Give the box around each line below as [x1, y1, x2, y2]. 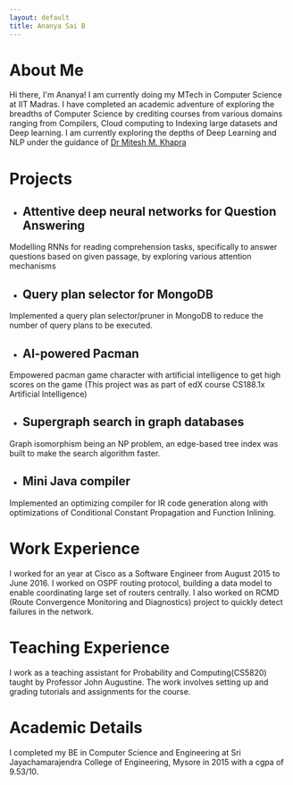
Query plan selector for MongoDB [21, 286, 214, 302]
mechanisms [9, 260, 56, 271]
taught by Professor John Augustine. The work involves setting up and [9, 677, 269, 687]
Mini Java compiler [21, 474, 131, 489]
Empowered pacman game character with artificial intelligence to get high [9, 370, 281, 380]
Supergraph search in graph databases [21, 414, 245, 430]
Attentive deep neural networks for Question [21, 204, 277, 219]
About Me [9, 60, 84, 81]
